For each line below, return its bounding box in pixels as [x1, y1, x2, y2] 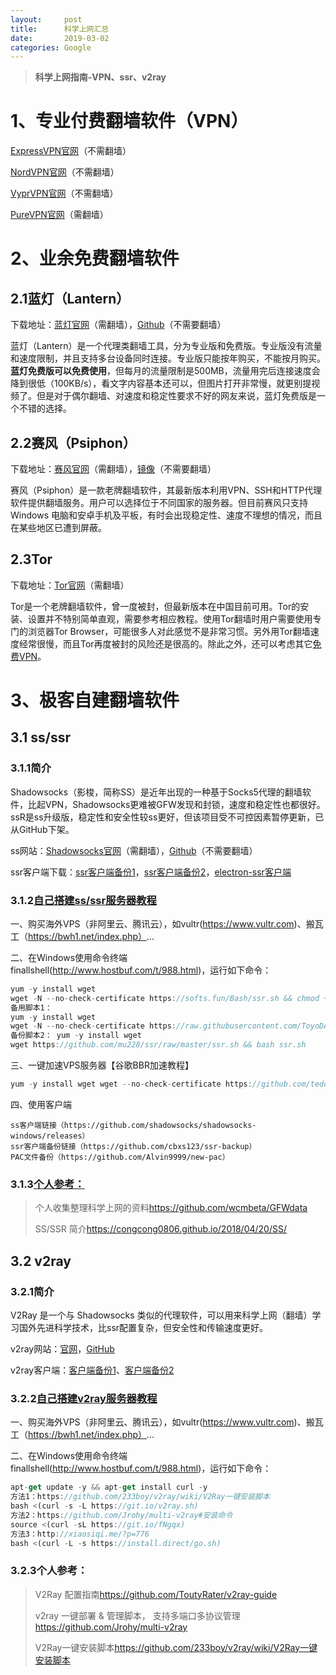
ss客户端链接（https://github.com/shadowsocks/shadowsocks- [10, 1120, 257, 1130]
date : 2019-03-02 [10, 33, 110, 43]
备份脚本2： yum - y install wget [10, 1031, 142, 1041]
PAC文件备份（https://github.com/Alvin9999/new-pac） [10, 1152, 230, 1162]
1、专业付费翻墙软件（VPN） [10, 110, 249, 133]
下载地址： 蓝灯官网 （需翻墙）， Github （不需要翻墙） [10, 319, 227, 331]
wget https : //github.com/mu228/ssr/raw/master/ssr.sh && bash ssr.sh [10, 1040, 307, 1050]
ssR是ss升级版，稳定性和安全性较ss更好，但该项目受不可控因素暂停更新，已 [10, 811, 325, 823]
